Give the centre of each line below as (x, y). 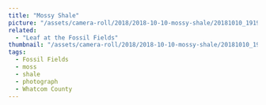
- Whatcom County (44, 89)
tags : (17, 52)
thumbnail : (26, 45)
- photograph (37, 81)
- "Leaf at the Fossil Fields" (67, 37)
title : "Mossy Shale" (44, 15)
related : (23, 30)
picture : (23, 23)
